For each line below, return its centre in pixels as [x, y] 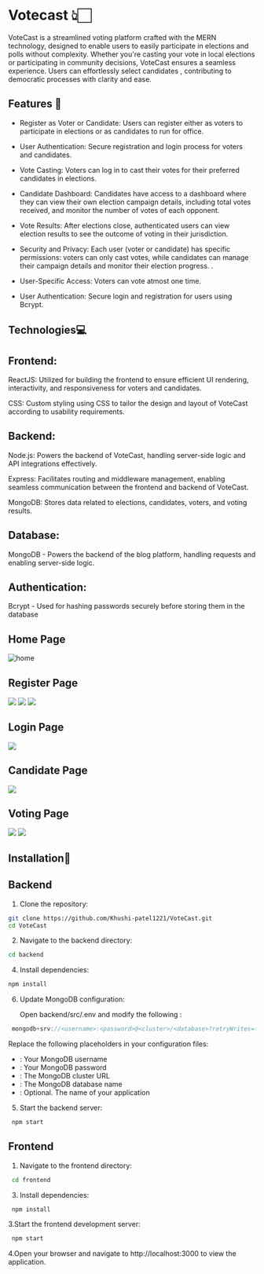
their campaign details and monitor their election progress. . [116, 265]
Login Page [36, 728]
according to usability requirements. [66, 412]
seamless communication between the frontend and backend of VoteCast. [128, 487]
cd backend [26, 955]
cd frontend [31, 1180]
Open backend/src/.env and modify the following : [101, 1015]
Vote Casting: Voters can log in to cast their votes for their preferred [129, 170]
